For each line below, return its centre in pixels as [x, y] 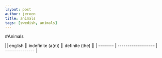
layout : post [18, 9]
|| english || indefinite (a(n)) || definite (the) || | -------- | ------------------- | [81, 46]
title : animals [20, 18]
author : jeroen [20, 14]
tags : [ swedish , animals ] [31, 23]
